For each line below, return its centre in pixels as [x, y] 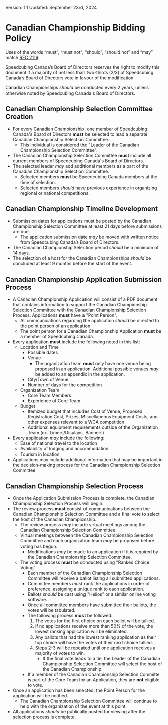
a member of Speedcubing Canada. [57, 337]
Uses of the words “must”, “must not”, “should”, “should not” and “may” [79, 52]
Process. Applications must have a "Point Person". [65, 315]
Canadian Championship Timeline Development [82, 209]
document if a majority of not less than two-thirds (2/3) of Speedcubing [79, 72]
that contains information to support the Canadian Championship [80, 305]
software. [37, 600]
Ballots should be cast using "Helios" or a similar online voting [92, 594]
